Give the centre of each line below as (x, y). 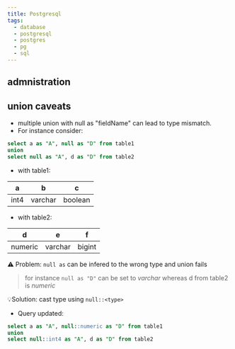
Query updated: (40, 313)
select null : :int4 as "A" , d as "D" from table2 (80, 339)
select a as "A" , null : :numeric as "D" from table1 (85, 326)
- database (30, 27)
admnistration (39, 82)
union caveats (39, 106)
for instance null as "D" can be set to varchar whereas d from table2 (126, 278)
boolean (77, 200)
